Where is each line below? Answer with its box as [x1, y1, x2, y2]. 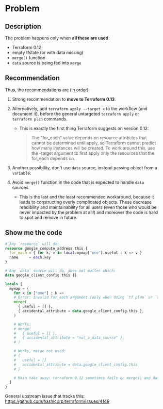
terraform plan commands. [12, 116, 68, 122]
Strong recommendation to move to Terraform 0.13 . [12, 96, 116, 102]
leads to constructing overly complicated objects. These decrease [19, 199, 152, 205]
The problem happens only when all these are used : [5, 35, 110, 41]
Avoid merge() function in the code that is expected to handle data [12, 179, 144, 185]
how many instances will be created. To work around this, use [31, 145, 155, 151]
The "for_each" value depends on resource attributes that [31, 134, 147, 141]
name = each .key [9, 255, 51, 260]
